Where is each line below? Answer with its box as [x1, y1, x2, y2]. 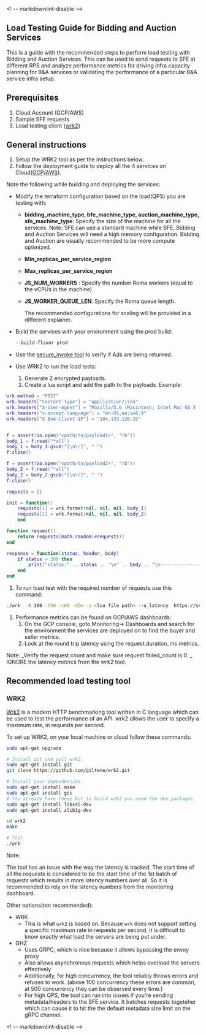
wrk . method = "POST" [6, 393, 59, 399]
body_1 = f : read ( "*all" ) [6, 438, 70, 444]
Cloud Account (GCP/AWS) [15, 109, 84, 116]
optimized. [24, 243, 51, 251]
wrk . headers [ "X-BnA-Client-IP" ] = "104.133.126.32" [6, 416, 141, 422]
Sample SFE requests [15, 115, 70, 123]
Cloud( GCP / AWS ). [15, 169, 61, 177]
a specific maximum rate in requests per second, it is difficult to [24, 926, 185, 934]
